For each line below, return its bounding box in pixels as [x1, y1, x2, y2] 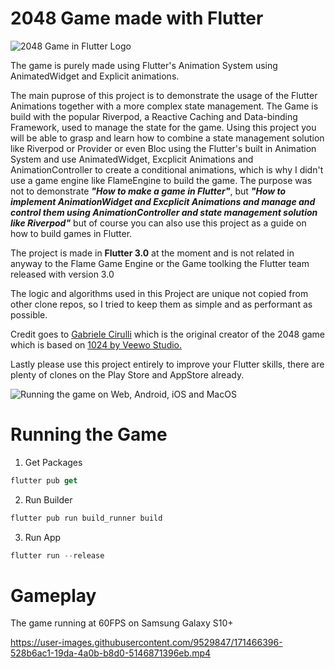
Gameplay [10, 584, 97, 607]
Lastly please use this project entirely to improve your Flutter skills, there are [10, 358, 325, 370]
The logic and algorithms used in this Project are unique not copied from [10, 287, 309, 299]
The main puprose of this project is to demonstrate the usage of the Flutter [10, 89, 318, 101]
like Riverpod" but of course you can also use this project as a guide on [10, 217, 307, 229]
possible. [10, 308, 48, 321]
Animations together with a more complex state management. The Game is [10, 100, 319, 112]
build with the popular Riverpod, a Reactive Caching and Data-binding [10, 110, 298, 122]
